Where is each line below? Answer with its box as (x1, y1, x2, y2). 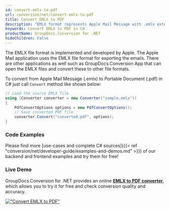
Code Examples (5, 131, 45, 138)
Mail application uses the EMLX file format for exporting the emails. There (5, 55, 159, 61)
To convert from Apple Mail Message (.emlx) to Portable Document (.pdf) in (5, 76, 163, 82)
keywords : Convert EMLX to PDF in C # (5, 26, 85, 31)
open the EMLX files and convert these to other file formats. (5, 65, 130, 72)
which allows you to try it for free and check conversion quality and (5, 183, 146, 189)
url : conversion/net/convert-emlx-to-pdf (5, 12, 94, 17)
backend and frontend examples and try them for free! (5, 153, 119, 160)
